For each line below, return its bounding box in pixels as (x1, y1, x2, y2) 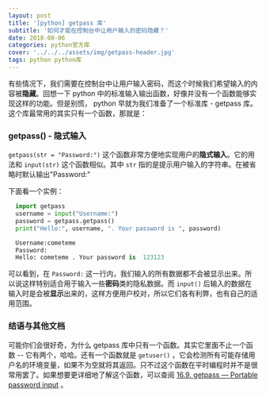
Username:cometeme (15, 239, 77, 247)
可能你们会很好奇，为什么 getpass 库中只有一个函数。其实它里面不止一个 (8, 340, 247, 349)
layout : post (8, 11, 51, 20)
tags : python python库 (8, 56, 82, 64)
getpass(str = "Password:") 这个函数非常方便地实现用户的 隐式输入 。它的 (8, 150, 249, 160)
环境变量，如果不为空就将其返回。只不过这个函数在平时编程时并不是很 (28, 360, 258, 369)
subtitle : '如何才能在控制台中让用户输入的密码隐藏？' (8, 26, 169, 34)
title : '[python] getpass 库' (8, 19, 107, 27)
